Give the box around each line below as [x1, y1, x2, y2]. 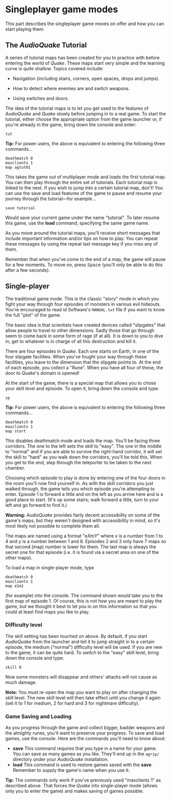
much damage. [5, 679, 37, 685]
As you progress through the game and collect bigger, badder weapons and [5, 725, 165, 731]
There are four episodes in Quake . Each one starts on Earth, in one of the [5, 348, 159, 354]
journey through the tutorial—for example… [5, 195, 96, 202]
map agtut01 [5, 165, 31, 170]
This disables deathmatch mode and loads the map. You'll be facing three [5, 437, 160, 444]
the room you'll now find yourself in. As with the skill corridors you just [5, 480, 154, 486]
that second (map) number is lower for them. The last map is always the [5, 544, 157, 550]
